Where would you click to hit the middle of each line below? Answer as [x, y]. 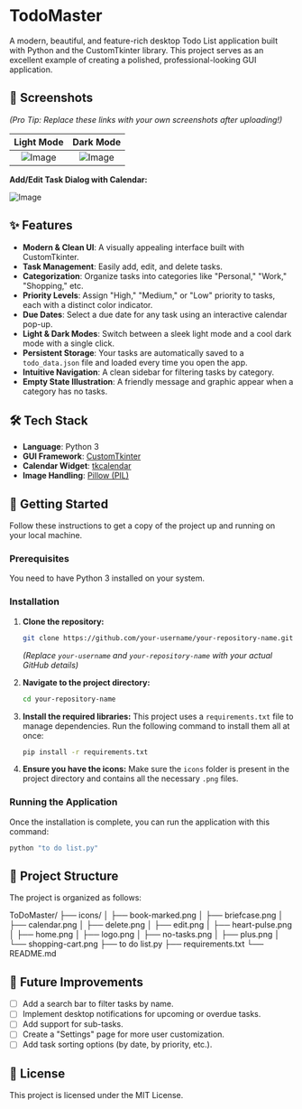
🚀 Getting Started [59, 503]
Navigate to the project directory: [86, 682]
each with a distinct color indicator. [87, 304]
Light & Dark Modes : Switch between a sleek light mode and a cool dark [157, 333]
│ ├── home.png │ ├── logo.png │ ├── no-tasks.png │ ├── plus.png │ [145, 935]
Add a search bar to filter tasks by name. [98, 1004]
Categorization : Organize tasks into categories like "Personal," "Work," [154, 275]
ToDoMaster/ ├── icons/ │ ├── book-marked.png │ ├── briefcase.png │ [146, 915]
